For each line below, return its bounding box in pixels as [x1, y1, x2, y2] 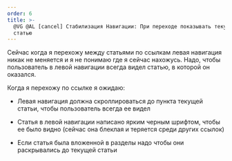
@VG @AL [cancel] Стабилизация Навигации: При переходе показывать [13, 23, 212, 30]
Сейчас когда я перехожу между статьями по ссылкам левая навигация [7, 48, 222, 57]
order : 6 [7, 10, 32, 17]
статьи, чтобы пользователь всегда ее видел [17, 104, 151, 113]
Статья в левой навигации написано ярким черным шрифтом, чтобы [17, 118, 221, 126]
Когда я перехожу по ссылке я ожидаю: [7, 84, 126, 92]
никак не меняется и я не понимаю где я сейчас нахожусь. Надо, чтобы [7, 56, 221, 64]
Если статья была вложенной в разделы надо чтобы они [17, 139, 184, 147]
